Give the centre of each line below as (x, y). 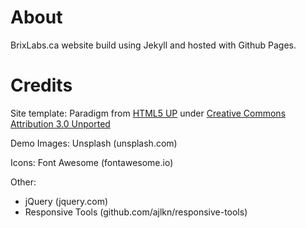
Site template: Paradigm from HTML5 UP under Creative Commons (148, 113)
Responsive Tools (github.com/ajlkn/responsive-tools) (136, 212)
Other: (23, 182)
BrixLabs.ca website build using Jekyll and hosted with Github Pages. (153, 45)
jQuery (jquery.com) (66, 201)
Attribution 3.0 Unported (60, 123)
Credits (41, 85)
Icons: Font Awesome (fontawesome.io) (92, 162)
